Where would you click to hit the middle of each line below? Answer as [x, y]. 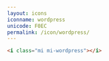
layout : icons [27, 13]
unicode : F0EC [27, 26]
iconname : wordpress [36, 20]
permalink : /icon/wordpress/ [48, 32]
